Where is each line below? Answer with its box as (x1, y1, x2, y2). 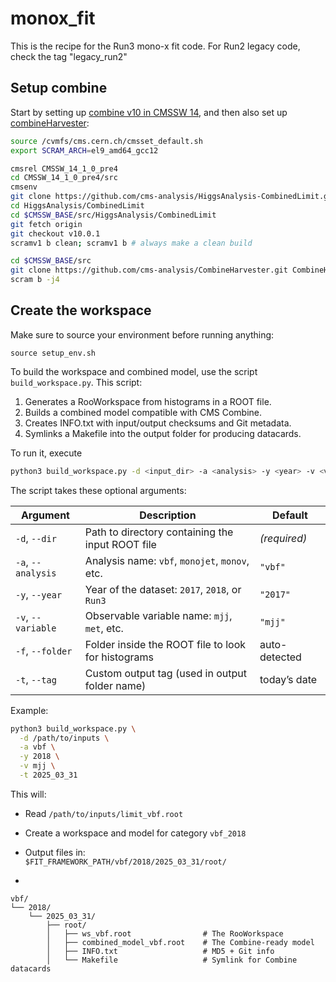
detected (259, 650, 302, 664)
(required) (259, 531, 308, 545)
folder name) (84, 678, 147, 692)
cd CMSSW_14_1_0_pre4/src (10, 173, 118, 183)
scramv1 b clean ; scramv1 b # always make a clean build (10, 238, 253, 248)
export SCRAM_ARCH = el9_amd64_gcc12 (10, 145, 159, 156)
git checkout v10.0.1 (10, 228, 101, 239)
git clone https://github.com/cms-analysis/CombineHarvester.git (10, 265, 288, 276)
